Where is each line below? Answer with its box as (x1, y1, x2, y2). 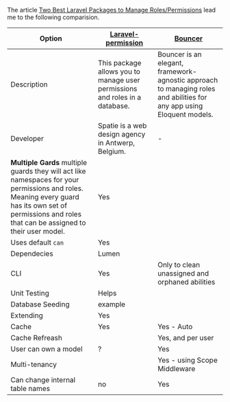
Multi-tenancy (10, 360, 57, 369)
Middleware (157, 364, 196, 373)
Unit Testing (10, 289, 49, 298)
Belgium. (98, 147, 127, 156)
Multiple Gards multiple (10, 158, 88, 167)
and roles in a (98, 93, 142, 102)
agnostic (157, 76, 186, 85)
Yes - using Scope (157, 355, 218, 365)
